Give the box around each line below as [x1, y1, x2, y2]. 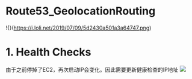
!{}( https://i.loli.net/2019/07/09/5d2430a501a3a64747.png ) [5, 24, 152, 31]
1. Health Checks [5, 45, 91, 59]
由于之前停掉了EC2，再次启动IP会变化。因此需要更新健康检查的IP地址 [5, 66, 179, 73]
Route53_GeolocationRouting [5, 4, 156, 18]
